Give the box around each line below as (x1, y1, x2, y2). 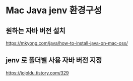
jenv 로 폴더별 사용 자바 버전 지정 (6, 56, 102, 65)
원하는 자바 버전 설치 (6, 26, 65, 35)
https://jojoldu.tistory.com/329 (6, 69, 69, 76)
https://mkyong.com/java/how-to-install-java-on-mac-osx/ (6, 40, 128, 46)
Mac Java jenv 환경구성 (6, 5, 102, 16)
